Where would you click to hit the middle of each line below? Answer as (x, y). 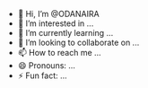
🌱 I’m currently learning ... (65, 33)
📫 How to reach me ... (59, 53)
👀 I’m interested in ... (56, 23)
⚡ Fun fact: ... (42, 75)
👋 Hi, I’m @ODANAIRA (59, 14)
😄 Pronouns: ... (47, 66)
